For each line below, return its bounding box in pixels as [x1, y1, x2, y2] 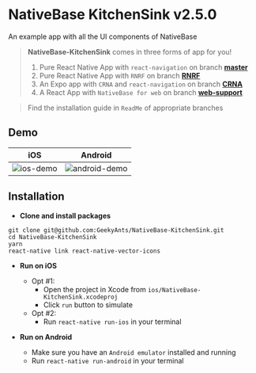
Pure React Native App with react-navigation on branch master [39, 62, 248, 72]
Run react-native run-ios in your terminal [43, 317, 182, 326]
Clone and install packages [19, 211, 111, 220]
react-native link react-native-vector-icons [8, 247, 160, 255]
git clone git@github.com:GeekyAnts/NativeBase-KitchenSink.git [8, 226, 224, 234]
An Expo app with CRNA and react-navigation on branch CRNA [39, 79, 243, 89]
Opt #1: [31, 276, 55, 286]
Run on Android [19, 332, 73, 341]
